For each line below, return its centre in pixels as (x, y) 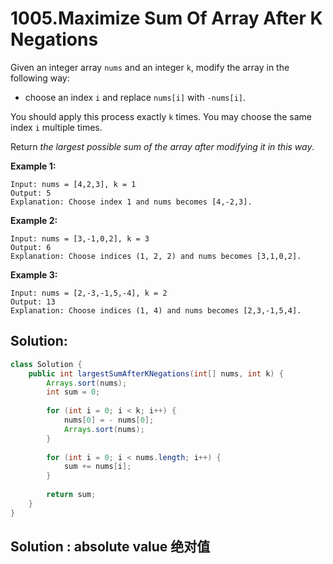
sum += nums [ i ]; (97, 467)
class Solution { (46, 364)
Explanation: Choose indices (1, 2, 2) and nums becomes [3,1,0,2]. (156, 256)
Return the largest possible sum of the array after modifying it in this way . (162, 146)
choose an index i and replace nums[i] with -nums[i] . (135, 97)
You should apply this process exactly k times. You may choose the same (161, 116)
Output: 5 (31, 193)
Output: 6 (31, 247)
